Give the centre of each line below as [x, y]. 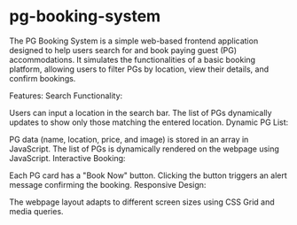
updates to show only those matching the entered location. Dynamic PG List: [149, 122]
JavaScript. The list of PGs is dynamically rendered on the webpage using [144, 149]
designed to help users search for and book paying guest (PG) [123, 50]
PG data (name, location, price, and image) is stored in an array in [129, 139]
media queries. [36, 211]
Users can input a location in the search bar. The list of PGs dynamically [141, 112]
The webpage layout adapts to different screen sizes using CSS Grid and [142, 202]
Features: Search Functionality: [66, 96]
